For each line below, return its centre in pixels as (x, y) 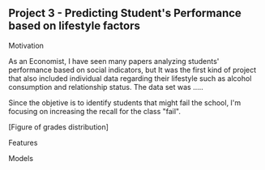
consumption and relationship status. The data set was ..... (106, 87)
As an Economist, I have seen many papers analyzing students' (114, 61)
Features (23, 142)
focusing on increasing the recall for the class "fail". (94, 111)
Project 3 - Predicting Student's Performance (125, 13)
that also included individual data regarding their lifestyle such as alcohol (130, 78)
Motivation (26, 45)
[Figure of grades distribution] (59, 127)
